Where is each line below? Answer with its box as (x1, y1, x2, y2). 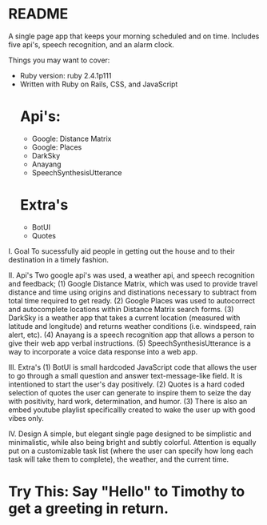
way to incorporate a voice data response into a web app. (8, 347, 198, 356)
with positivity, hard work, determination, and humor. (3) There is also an (8, 396, 248, 406)
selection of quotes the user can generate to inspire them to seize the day (8, 387, 252, 397)
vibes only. (8, 413, 44, 423)
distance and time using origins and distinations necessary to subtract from (8, 287, 257, 297)
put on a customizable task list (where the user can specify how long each (8, 446, 253, 455)
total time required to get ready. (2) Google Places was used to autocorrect (8, 295, 256, 305)
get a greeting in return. (8, 499, 169, 517)
